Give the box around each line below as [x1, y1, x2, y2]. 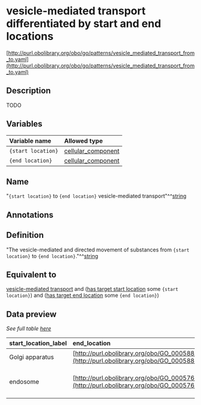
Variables [6, 119, 43, 129]
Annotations [6, 210, 54, 220]
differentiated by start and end [6, 17, 162, 30]
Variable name [9, 136, 52, 145]
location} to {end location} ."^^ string [6, 252, 99, 259]
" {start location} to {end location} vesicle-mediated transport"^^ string [6, 192, 187, 200]
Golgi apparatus [9, 353, 54, 361]
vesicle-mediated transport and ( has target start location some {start [6, 286, 178, 293]
